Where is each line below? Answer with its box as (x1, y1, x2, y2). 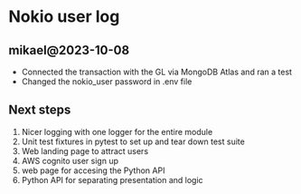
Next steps (8, 102, 71, 118)
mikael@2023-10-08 (8, 43, 130, 58)
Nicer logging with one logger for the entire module (21, 126, 213, 137)
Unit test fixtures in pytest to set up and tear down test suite (21, 136, 245, 147)
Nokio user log (8, 6, 120, 27)
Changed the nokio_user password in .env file (21, 76, 193, 87)
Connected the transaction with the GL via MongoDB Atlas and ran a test (21, 66, 293, 77)
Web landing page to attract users (21, 145, 149, 156)
